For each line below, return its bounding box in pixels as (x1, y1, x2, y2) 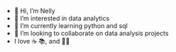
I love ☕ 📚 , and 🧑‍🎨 (13, 37, 70, 45)
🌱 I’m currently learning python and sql (13, 22, 128, 30)
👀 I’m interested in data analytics (13, 14, 110, 22)
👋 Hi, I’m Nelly (13, 7, 55, 15)
